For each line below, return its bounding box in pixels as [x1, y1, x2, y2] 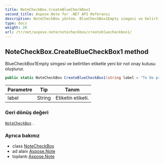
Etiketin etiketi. [55, 94, 89, 101]
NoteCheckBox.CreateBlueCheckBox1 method [5, 48, 149, 56]
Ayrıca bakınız [5, 132, 40, 139]
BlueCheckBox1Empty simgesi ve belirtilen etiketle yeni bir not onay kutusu [5, 60, 156, 66]
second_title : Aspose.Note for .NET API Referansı [5, 12, 110, 17]
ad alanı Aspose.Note [12, 148, 56, 154]
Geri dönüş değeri [5, 109, 49, 116]
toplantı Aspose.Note [12, 154, 55, 160]
